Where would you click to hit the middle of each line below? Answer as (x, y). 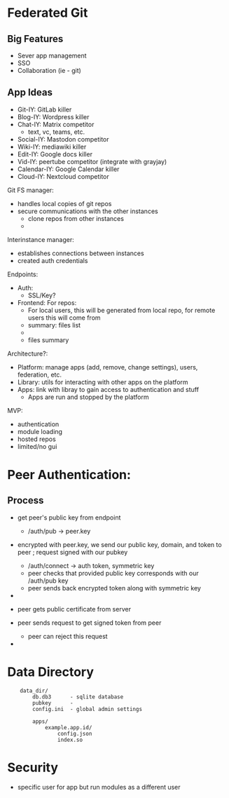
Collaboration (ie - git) (49, 70)
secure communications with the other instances (88, 211)
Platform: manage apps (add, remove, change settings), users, (107, 367)
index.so (70, 740)
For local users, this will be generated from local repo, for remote (122, 310)
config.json (75, 733)
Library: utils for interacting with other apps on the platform (103, 382)
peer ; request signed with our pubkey (72, 552)
